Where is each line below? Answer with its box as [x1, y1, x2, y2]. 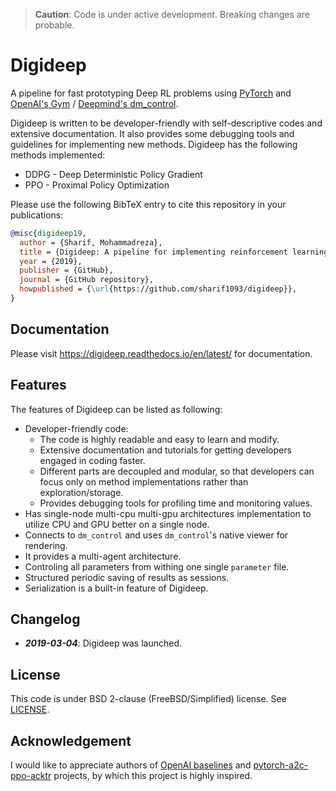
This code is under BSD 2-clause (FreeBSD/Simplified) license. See [10, 693, 287, 705]
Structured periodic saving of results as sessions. [24, 571, 230, 583]
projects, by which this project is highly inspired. [53, 770, 253, 781]
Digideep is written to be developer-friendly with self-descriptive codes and [10, 117, 323, 129]
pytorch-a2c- [253, 759, 309, 771]
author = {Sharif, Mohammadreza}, [19, 237, 163, 248]
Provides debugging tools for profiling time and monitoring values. [39, 497, 313, 509]
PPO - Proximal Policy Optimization [24, 179, 170, 191]
